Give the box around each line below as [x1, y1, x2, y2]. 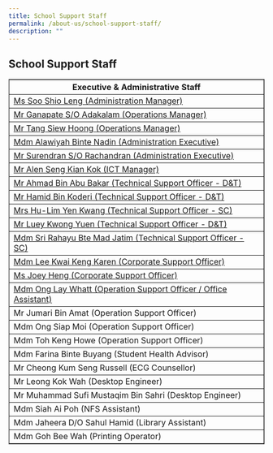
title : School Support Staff [8, 11, 107, 20]
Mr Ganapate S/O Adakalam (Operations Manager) [13, 109, 207, 120]
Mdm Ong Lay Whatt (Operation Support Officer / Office [13, 283, 227, 295]
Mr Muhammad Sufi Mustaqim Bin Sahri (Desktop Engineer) [13, 390, 242, 401]
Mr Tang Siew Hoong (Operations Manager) [13, 123, 181, 134]
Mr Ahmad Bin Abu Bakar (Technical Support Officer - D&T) [13, 178, 242, 189]
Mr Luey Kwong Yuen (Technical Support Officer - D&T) [13, 218, 227, 230]
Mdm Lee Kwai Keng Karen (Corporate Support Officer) [13, 257, 225, 268]
